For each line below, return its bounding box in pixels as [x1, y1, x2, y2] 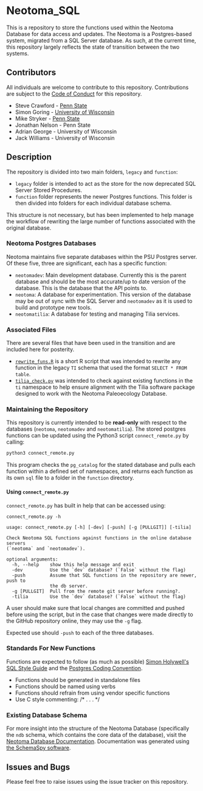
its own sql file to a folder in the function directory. [6, 474, 135, 481]
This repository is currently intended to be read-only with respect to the [6, 419, 187, 427]
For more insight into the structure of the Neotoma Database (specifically [6, 725, 190, 732]
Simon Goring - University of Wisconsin [15, 108, 115, 116]
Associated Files [6, 325, 57, 334]
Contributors [6, 68, 57, 78]
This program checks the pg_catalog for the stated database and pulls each [6, 461, 196, 469]
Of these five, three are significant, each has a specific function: [6, 260, 167, 267]
